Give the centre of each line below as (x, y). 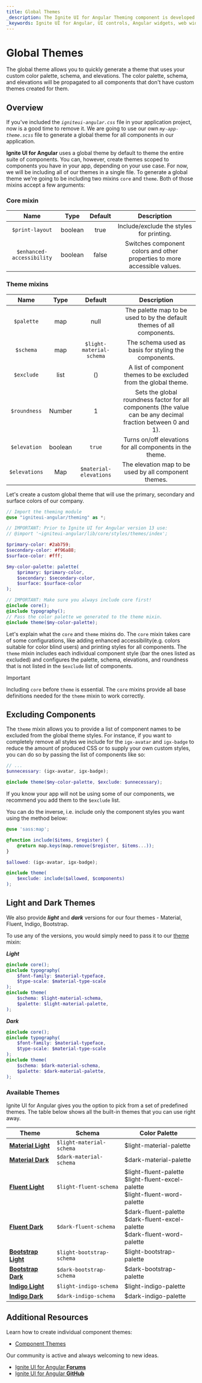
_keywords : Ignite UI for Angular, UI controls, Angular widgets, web (96, 23)
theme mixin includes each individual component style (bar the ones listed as (101, 653)
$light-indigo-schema (87, 1286)
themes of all (156, 325)
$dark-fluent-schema (86, 1227)
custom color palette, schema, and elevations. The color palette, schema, (97, 76)
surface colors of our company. (45, 501)
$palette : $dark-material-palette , (62, 1071)
